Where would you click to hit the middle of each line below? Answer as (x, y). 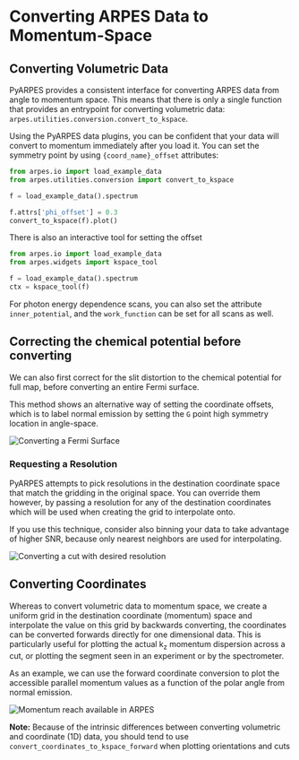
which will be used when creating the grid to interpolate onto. (122, 512)
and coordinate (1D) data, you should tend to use (99, 736)
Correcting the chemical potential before (125, 342)
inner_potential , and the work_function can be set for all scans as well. (142, 313)
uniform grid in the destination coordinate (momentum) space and (131, 615)
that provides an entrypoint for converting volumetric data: (117, 109)
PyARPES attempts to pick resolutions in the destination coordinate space (145, 483)
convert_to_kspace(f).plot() (64, 220)
